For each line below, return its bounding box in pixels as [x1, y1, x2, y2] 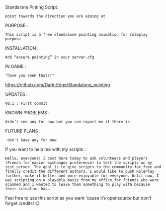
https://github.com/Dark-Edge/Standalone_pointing [5, 82, 110, 87]
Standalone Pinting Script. [5, 4, 59, 10]
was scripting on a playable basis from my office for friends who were [5, 178, 159, 183]
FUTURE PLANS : [5, 128, 41, 134]
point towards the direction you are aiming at [5, 14, 106, 19]
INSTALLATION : [5, 45, 39, 51]
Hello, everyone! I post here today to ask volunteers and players [5, 156, 148, 161]
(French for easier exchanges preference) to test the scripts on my [5, 160, 153, 165]
